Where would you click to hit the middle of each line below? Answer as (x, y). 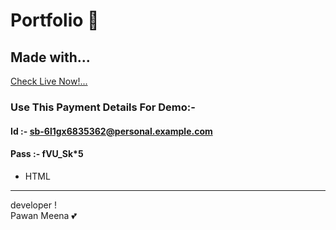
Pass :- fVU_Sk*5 (47, 154)
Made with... (50, 57)
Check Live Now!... (49, 81)
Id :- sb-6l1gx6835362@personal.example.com (111, 131)
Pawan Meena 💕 (43, 215)
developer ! (33, 205)
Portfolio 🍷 (55, 20)
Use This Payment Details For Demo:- (103, 107)
